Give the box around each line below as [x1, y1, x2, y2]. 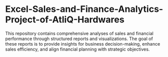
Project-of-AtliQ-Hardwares [5, 14, 125, 25]
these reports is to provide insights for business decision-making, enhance [5, 41, 160, 47]
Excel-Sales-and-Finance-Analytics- [5, 3, 163, 15]
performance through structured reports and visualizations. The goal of [5, 36, 153, 42]
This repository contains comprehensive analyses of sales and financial [5, 30, 153, 36]
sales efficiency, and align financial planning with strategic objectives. [5, 46, 150, 52]
